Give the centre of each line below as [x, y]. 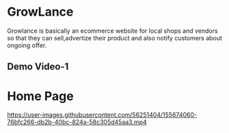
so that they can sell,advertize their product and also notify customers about [114, 38]
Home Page [40, 96]
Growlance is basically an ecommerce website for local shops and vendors [112, 31]
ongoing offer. [27, 45]
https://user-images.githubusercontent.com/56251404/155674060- [102, 115]
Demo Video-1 [38, 66]
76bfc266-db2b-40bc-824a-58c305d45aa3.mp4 [77, 122]
